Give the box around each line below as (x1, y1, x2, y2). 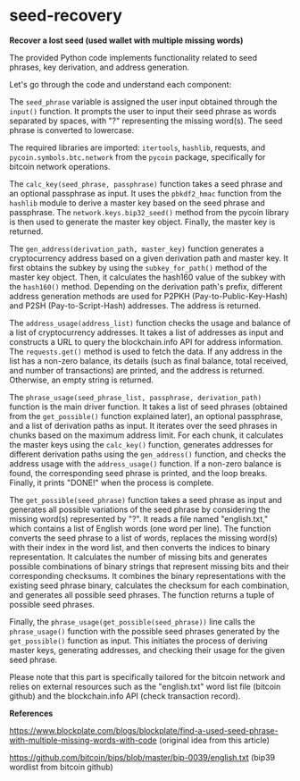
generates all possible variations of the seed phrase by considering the (9, 504, 271, 515)
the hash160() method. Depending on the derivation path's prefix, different (9, 281, 283, 291)
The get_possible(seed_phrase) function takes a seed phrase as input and (9, 494, 283, 505)
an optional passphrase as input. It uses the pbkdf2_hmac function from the (9, 188, 282, 198)
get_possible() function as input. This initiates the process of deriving (9, 635, 268, 646)
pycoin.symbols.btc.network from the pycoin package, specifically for (9, 151, 266, 162)
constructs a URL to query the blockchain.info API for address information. (9, 336, 284, 347)
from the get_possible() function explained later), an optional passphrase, (9, 410, 283, 421)
